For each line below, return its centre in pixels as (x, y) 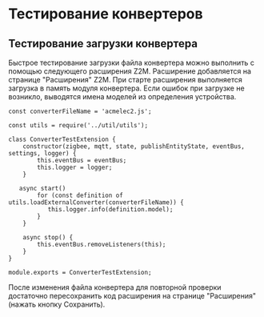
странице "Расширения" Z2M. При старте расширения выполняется (125, 80)
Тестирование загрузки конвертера (103, 44)
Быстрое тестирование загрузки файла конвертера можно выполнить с (131, 62)
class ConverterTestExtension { (62, 139)
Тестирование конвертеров (106, 14)
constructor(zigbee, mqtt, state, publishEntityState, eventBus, (134, 146)
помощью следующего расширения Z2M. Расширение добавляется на (130, 71)
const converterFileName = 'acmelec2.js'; (80, 111)
